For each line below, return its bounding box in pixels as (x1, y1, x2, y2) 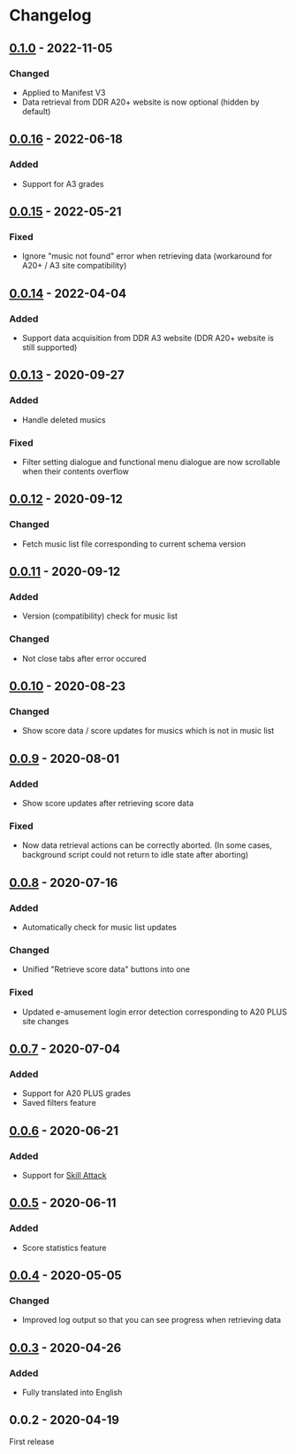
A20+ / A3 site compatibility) (21, 260, 127, 271)
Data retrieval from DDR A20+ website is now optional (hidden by (21, 97, 260, 107)
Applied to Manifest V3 (21, 87, 106, 97)
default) (21, 105, 51, 116)
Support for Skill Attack (21, 1170, 107, 1180)
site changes (21, 1015, 69, 1026)
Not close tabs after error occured (21, 653, 148, 664)
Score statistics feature (21, 1242, 107, 1253)
